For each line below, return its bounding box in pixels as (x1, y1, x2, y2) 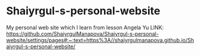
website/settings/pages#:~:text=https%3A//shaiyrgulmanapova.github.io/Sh (6, 36, 195, 43)
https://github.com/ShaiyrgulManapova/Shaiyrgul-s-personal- (6, 30, 159, 37)
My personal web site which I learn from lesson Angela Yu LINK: (6, 24, 164, 31)
